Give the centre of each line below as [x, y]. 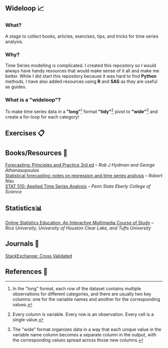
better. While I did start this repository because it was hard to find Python [81, 76]
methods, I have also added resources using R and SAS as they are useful [81, 81]
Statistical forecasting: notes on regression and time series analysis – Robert [84, 176]
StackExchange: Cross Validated [39, 256]
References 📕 [26, 272]
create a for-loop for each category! [42, 117]
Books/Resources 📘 [36, 153]
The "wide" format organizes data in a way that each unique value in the [87, 329]
